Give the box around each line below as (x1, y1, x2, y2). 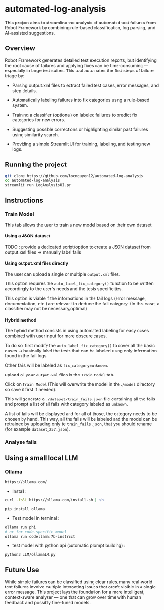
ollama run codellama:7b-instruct (5, 534, 76, 539)
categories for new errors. (12, 117, 65, 123)
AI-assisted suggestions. (5, 30, 55, 36)
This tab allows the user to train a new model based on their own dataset (5, 222, 152, 228)
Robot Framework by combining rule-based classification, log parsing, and (5, 24, 156, 30)
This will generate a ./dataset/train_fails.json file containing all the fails (5, 396, 155, 402)
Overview (5, 44, 36, 52)
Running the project (5, 161, 67, 169)
